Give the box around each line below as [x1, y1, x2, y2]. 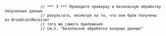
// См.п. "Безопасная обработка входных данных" [40, 26, 143, 31]
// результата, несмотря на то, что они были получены [40, 13, 157, 18]
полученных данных [4, 8, 43, 13]
